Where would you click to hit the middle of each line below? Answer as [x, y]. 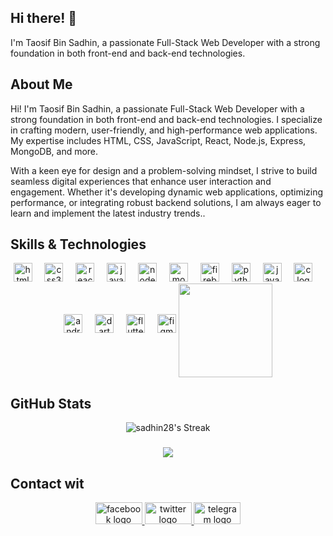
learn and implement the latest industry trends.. [108, 213]
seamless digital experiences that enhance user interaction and [141, 181]
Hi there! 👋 [44, 18]
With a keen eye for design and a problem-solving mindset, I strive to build [164, 170]
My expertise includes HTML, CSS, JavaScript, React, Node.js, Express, [158, 140]
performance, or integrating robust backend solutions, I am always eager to [166, 202]
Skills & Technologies [78, 244]
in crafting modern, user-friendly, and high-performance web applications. [164, 130]
